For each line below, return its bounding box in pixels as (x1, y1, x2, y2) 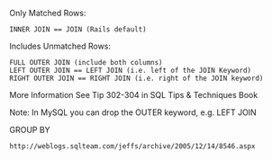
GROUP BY (9, 125, 51, 135)
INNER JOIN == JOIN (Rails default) (9, 25, 147, 34)
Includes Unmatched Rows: (9, 40, 111, 51)
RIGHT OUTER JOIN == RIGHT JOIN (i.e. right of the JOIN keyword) (9, 74, 264, 83)
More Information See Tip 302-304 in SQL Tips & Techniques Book (9, 90, 258, 100)
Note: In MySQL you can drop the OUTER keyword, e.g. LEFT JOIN (9, 107, 257, 118)
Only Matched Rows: (9, 8, 86, 18)
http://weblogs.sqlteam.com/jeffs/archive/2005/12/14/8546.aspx (9, 142, 256, 151)
